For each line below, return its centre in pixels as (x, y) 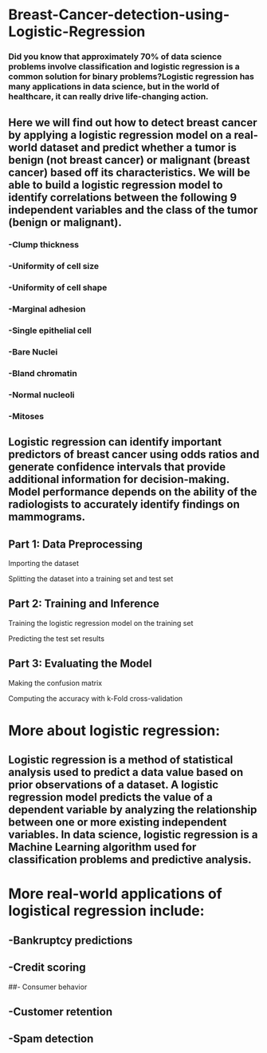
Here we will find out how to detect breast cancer (133, 123)
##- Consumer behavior (48, 987)
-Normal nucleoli (41, 394)
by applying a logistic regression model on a (120, 135)
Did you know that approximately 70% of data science (115, 57)
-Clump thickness (44, 245)
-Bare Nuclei (33, 352)
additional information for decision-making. (119, 479)
